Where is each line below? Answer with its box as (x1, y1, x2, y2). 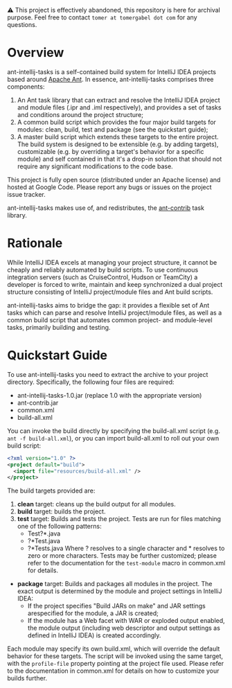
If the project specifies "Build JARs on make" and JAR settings (27, 602, 206, 610)
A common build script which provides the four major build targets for (17, 118, 217, 126)
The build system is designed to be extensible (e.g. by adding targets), (17, 140, 219, 148)
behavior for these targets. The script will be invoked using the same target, (7, 652, 224, 660)
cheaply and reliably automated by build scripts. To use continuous (7, 265, 199, 274)
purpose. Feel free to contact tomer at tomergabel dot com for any (7, 13, 197, 21)
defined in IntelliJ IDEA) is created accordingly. (27, 631, 161, 640)
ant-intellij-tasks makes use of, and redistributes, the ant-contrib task (7, 204, 204, 212)
